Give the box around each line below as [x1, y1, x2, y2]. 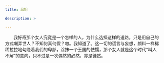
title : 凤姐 [5, 7, 28, 12]
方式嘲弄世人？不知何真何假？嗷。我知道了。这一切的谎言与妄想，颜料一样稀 [5, 41, 159, 46]
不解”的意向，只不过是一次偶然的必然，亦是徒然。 [5, 53, 106, 59]
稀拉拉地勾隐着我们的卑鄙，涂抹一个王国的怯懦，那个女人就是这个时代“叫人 [5, 47, 157, 53]
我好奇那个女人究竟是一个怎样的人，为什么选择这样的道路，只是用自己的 [13, 35, 159, 41]
